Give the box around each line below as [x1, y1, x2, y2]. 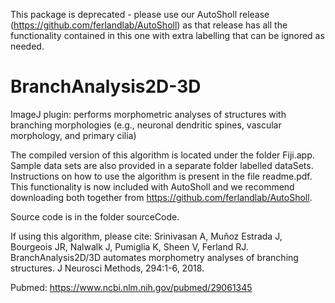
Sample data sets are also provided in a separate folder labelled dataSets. [10, 159, 314, 171]
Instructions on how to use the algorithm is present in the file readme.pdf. [10, 170, 313, 182]
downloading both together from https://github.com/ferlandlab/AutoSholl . [10, 191, 313, 203]
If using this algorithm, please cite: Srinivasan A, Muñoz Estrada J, [10, 230, 283, 242]
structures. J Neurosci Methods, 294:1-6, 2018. [10, 262, 205, 274]
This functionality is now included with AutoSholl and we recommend [10, 180, 295, 193]
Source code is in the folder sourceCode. [10, 210, 180, 223]
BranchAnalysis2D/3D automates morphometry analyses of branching [10, 251, 299, 263]
